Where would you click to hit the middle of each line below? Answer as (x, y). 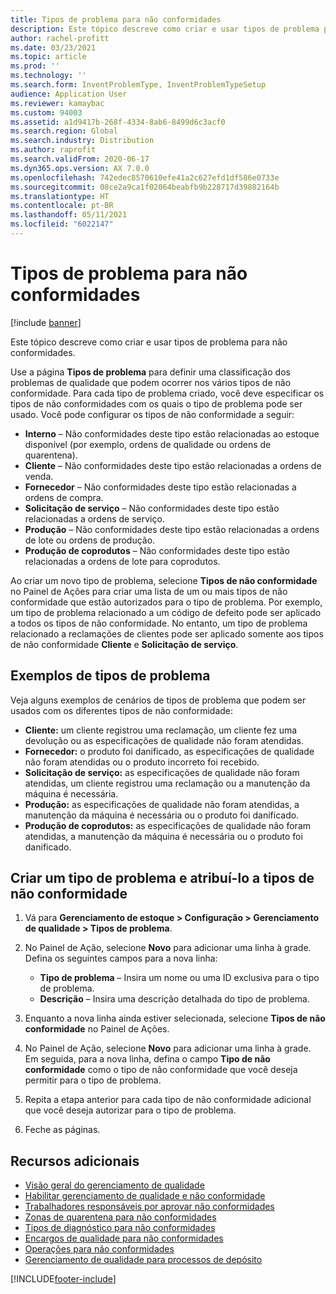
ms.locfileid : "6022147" (62, 224)
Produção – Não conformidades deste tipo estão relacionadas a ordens (172, 529)
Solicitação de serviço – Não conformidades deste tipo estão (152, 508)
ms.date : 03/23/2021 (53, 47)
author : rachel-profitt (60, 38)
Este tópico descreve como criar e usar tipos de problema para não (149, 342)
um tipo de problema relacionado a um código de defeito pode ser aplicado (166, 612)
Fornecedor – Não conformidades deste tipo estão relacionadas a (160, 487)
